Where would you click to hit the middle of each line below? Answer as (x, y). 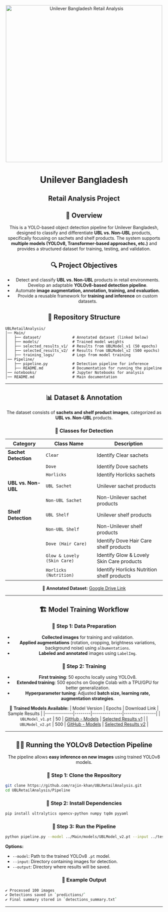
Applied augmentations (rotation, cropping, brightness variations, (87, 642)
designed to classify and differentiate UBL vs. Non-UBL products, (84, 233)
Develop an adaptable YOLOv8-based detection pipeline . (88, 285)
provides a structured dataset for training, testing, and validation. (84, 249)
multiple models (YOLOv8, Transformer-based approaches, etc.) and (84, 244)
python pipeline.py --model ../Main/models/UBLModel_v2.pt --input (77, 837)
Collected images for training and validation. (88, 637)
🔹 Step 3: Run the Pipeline (84, 827)
